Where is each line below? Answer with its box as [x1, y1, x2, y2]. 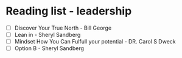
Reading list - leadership [5, 4, 132, 18]
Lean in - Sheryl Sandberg [14, 31, 81, 38]
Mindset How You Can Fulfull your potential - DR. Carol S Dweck [14, 38, 176, 45]
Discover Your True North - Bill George [14, 24, 112, 31]
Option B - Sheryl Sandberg [14, 45, 85, 52]
